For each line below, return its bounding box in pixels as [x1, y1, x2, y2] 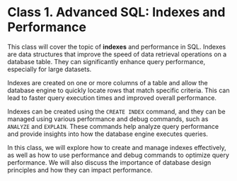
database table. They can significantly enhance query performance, [7, 57, 206, 65]
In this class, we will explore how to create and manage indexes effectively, [7, 143, 226, 151]
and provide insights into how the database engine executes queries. [7, 130, 209, 138]
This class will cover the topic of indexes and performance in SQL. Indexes [7, 42, 226, 51]
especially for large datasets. [7, 65, 92, 73]
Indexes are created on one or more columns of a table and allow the [7, 78, 208, 87]
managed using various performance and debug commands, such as [7, 114, 209, 123]
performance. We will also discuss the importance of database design [7, 158, 212, 166]
